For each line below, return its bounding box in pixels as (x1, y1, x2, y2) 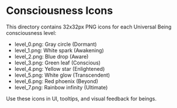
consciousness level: (6, 29, 57, 36)
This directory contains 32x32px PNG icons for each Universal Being (6, 23, 172, 30)
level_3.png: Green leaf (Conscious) (14, 59, 101, 66)
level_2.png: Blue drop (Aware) (14, 53, 89, 60)
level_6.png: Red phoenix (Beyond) (14, 77, 98, 85)
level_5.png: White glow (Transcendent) (14, 71, 110, 78)
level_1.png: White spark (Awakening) (14, 46, 104, 53)
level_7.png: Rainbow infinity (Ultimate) (14, 84, 108, 91)
